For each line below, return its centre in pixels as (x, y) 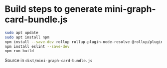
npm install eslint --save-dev (37, 46)
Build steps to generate (54, 9)
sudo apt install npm (27, 37)
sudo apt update (21, 33)
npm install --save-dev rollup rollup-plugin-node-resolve (67, 42)
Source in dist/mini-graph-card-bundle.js (49, 61)
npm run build (19, 51)
